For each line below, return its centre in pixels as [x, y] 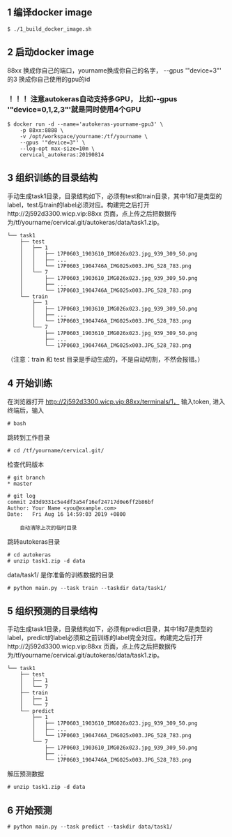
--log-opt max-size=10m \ [57, 149]
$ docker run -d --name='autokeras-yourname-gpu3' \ [85, 124]
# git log [22, 496]
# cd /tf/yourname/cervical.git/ [56, 450]
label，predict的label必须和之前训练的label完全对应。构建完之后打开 [105, 638]
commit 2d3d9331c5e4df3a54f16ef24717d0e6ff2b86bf [81, 502]
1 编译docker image [50, 13]
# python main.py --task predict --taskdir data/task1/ [90, 827]
